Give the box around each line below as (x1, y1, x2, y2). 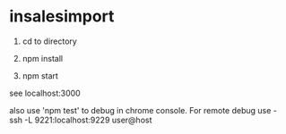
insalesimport (9, 6, 115, 27)
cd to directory (22, 36, 78, 46)
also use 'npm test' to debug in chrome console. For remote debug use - (9, 105, 278, 115)
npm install (22, 53, 64, 63)
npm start (22, 70, 58, 81)
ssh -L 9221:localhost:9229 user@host (9, 114, 152, 125)
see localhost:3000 (9, 88, 81, 98)
